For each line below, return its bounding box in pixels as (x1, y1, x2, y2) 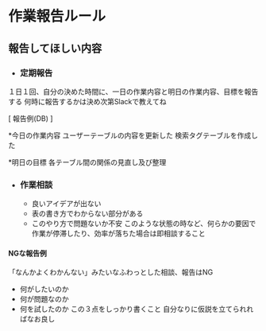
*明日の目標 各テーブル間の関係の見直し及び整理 (8, 157, 167, 167)
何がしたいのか (19, 284, 69, 294)
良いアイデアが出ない (31, 199, 102, 208)
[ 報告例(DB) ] (8, 113, 53, 123)
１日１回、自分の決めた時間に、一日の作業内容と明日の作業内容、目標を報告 (8, 87, 259, 96)
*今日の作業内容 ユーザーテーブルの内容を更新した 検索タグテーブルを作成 (8, 130, 252, 140)
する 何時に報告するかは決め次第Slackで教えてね (8, 96, 167, 106)
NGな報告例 (8, 248, 48, 258)
